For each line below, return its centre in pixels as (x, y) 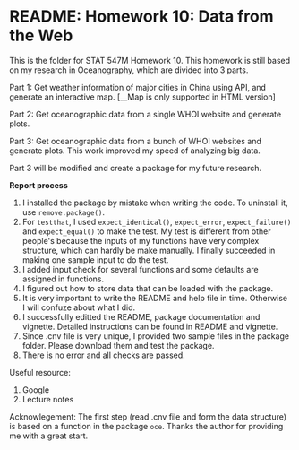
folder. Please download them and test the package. (118, 345)
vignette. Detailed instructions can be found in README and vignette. (150, 326)
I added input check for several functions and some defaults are (140, 269)
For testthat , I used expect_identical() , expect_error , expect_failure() (157, 221)
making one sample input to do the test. (95, 260)
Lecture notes (48, 399)
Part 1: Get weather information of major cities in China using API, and (138, 87)
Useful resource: (40, 372)
